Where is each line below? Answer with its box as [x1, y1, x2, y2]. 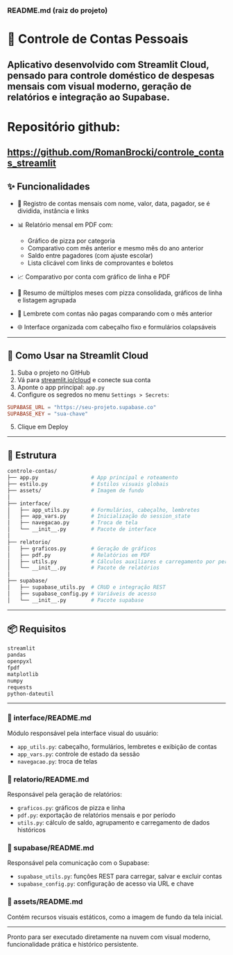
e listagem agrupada [17, 295, 76, 304]
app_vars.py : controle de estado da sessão [17, 750, 140, 758]
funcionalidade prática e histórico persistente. [7, 940, 139, 948]
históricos [17, 826, 46, 834]
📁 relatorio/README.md [7, 774, 89, 784]
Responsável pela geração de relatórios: [7, 790, 123, 799]
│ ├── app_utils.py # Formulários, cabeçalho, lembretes [7, 506, 200, 513]
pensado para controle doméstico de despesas [7, 69, 215, 81]
